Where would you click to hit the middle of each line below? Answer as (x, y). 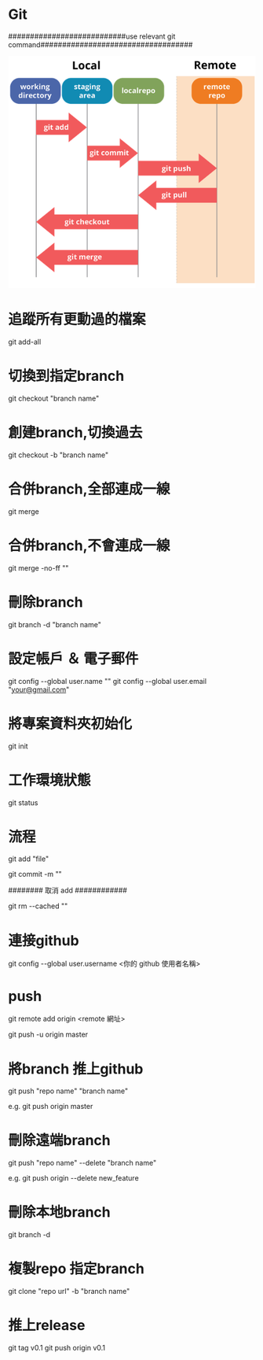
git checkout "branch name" (54, 398)
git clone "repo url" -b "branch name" (69, 1292)
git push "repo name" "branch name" (68, 1091)
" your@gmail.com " (39, 689)
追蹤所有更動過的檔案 (77, 320)
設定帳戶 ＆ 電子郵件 (73, 658)
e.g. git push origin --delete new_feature (73, 1178)
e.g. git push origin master (51, 1107)
